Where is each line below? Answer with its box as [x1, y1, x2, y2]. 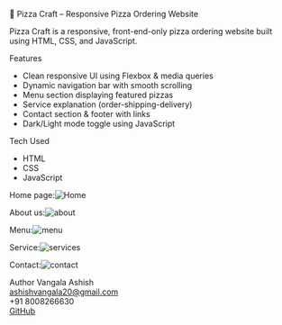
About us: [9, 207, 46, 218]
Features [9, 53, 42, 63]
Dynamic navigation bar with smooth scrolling [22, 80, 193, 90]
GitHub [9, 306, 36, 316]
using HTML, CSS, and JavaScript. [9, 36, 138, 46]
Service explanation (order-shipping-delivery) [22, 99, 193, 110]
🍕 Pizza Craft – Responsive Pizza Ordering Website [9, 9, 199, 19]
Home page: [9, 190, 56, 200]
